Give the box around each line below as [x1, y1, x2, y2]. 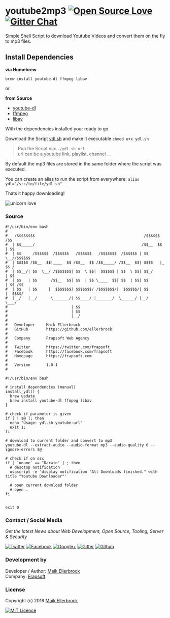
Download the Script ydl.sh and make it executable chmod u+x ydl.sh [5, 135, 149, 142]
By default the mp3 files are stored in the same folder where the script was [5, 160, 162, 166]
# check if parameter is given [5, 411, 72, 417]
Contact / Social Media [5, 517, 62, 524]
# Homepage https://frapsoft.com [5, 354, 92, 359]
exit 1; [10, 425, 26, 430]
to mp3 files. [5, 38, 31, 44]
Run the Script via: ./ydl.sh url [17, 145, 85, 151]
